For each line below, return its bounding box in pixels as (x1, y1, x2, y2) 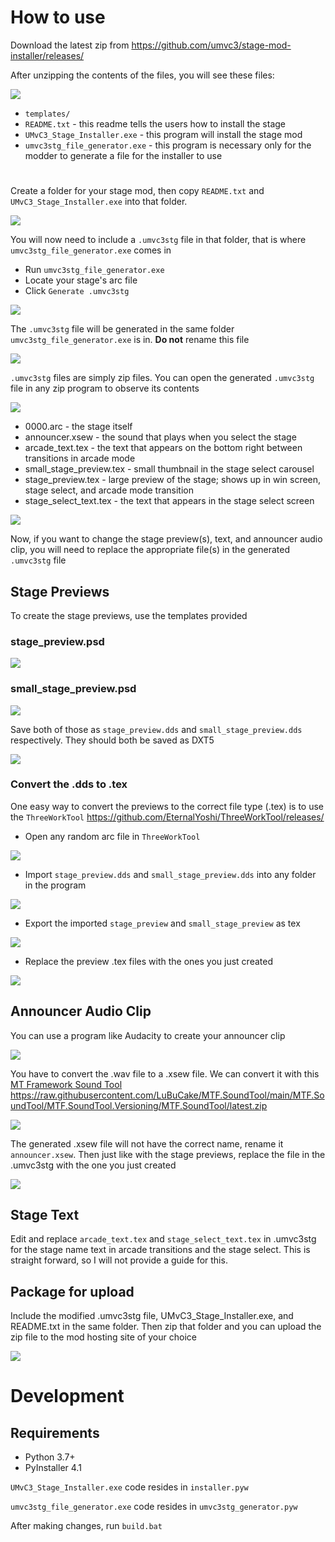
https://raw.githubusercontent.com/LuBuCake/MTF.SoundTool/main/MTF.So (10, 1089, 325, 1101)
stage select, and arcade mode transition (24, 484, 194, 496)
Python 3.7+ (24, 1451, 76, 1463)
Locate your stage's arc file (24, 274, 138, 286)
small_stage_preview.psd (10, 682, 137, 696)
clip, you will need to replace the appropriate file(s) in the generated (10, 544, 290, 556)
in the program (24, 879, 87, 891)
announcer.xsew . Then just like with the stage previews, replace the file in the (10, 1148, 326, 1160)
